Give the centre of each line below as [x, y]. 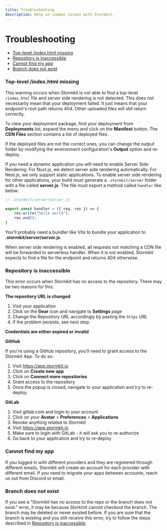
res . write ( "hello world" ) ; [42, 213]
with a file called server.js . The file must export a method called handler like [83, 185]
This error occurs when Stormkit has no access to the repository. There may [83, 281]
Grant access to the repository [44, 382]
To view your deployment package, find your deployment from [69, 123]
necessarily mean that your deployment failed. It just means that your [76, 103]
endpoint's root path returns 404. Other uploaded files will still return [76, 108]
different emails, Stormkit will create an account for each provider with [78, 468]
